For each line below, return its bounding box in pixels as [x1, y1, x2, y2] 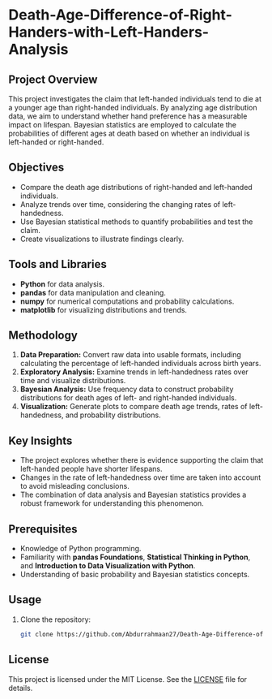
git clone [19, 630, 54, 638]
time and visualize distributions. [19, 376, 126, 386]
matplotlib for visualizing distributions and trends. [19, 304, 188, 314]
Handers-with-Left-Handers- [8, 23, 209, 41]
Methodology [8, 329, 79, 343]
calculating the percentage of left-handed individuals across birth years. [19, 359, 261, 369]
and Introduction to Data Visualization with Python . [19, 561, 196, 571]
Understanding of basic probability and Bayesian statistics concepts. [19, 570, 250, 580]
